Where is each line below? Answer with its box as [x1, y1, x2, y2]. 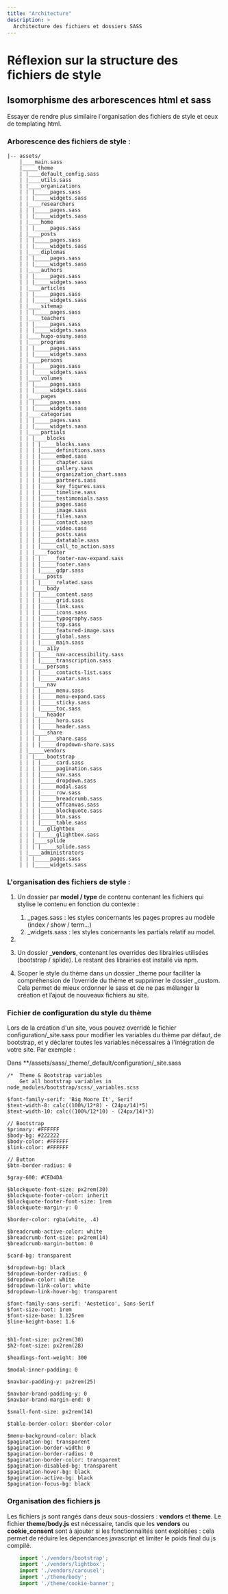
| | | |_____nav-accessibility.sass [19, 651, 125, 658]
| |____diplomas [19, 249, 66, 255]
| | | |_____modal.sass [19, 783, 88, 790]
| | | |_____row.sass [19, 789, 81, 796]
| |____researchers [19, 200, 75, 207]
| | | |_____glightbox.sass [19, 831, 99, 838]
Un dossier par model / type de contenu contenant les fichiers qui [16, 892, 204, 901]
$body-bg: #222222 [7, 1132, 60, 1140]
